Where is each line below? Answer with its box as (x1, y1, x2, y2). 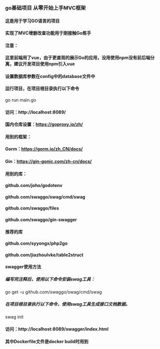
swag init (5, 314, 24, 320)
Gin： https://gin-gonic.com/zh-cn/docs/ (5, 159, 92, 165)
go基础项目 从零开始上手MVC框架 (5, 4, 86, 11)
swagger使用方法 (5, 264, 41, 270)
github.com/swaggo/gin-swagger (5, 217, 77, 223)
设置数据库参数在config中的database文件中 (5, 73, 95, 79)
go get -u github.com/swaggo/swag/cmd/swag (5, 289, 102, 295)
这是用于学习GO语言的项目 (5, 17, 60, 23)
